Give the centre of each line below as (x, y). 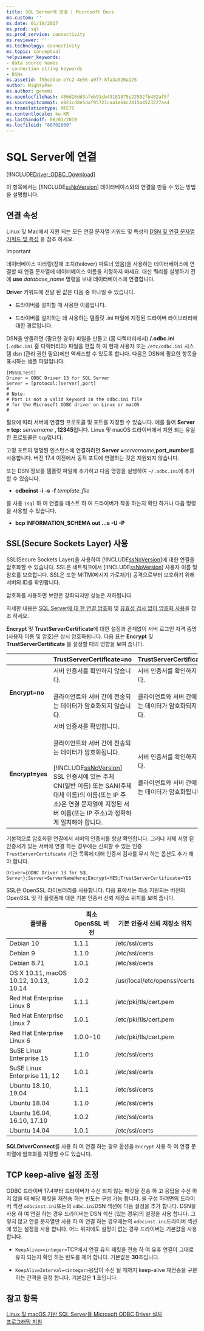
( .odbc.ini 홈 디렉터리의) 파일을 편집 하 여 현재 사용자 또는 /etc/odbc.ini (95, 346)
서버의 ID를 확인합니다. (33, 582)
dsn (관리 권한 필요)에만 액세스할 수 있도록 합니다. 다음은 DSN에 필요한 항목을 (105, 353)
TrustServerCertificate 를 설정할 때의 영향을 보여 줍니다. (75, 644)
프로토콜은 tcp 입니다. (38, 437)
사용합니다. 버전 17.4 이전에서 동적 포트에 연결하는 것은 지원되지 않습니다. (93, 458)
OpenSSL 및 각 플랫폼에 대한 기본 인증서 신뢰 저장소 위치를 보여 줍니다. (90, 897)
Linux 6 (20, 1041)
